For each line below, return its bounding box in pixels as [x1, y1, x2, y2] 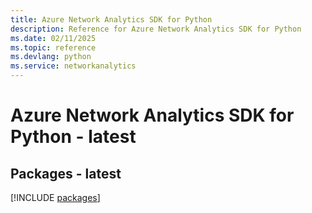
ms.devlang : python [10, 52, 92, 62]
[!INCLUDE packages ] [10, 192, 101, 203]
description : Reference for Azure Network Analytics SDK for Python [10, 24, 302, 34]
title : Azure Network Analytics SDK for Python [10, 14, 213, 25]
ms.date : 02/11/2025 [10, 33, 97, 43]
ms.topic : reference [10, 42, 97, 53]
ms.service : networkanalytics [10, 61, 137, 71]
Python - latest [10, 126, 137, 148]
